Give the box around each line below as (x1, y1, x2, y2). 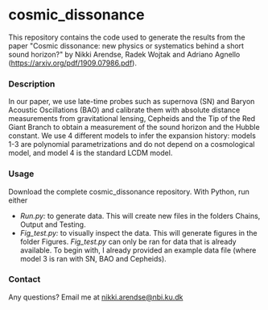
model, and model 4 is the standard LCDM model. (8, 148, 173, 158)
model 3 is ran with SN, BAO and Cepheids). (19, 253, 167, 263)
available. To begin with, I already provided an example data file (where (19, 245, 257, 255)
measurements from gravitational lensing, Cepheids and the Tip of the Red (8, 114, 256, 124)
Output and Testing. (19, 220, 86, 229)
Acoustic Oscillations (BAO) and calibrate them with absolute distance (8, 105, 241, 115)
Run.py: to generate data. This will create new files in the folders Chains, (19, 211, 261, 220)
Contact (8, 274, 41, 285)
